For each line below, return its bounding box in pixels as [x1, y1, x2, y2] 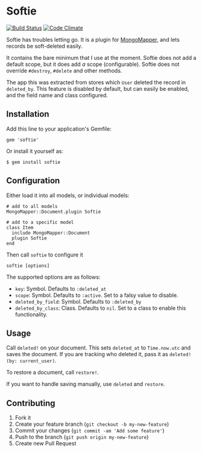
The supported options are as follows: [6, 273, 101, 281]
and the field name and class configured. [6, 91, 109, 99]
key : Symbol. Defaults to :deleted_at [14, 285, 107, 292]
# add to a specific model [6, 219, 74, 225]
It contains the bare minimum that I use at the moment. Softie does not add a [6, 54, 197, 61]
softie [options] [6, 262, 50, 269]
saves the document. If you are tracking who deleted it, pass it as [6, 351, 169, 358]
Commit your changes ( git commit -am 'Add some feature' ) [14, 427, 165, 434]
